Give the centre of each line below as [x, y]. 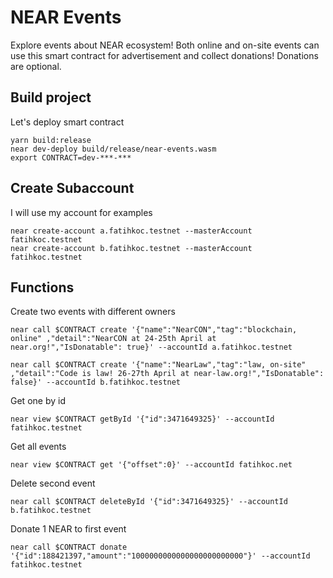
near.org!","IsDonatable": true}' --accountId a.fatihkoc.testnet [151, 347]
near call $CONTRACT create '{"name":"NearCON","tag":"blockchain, [154, 330]
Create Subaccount [72, 188]
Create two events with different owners [93, 312]
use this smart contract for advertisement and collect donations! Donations [164, 55]
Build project [51, 97]
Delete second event [53, 483]
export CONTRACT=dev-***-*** [71, 157]
